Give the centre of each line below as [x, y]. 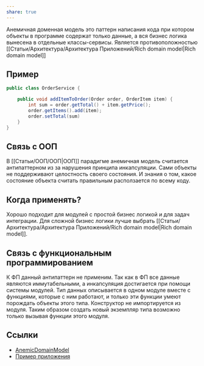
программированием [50, 262]
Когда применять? [44, 199]
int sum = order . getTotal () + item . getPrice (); [90, 105]
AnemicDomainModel [42, 350]
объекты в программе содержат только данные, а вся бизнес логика [97, 36]
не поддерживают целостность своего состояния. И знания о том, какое [101, 174]
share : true [21, 12]
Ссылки [22, 335]
